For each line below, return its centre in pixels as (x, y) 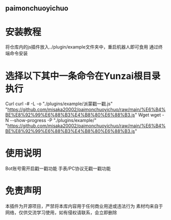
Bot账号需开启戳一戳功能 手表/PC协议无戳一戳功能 (58, 168)
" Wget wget (148, 115)
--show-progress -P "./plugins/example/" (53, 120)
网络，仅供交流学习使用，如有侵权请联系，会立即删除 (61, 213)
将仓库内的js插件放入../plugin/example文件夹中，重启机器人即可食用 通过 (82, 47)
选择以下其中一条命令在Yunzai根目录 (83, 76)
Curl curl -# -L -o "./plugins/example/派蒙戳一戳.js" (59, 104)
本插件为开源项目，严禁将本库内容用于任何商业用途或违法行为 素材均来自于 (84, 206)
